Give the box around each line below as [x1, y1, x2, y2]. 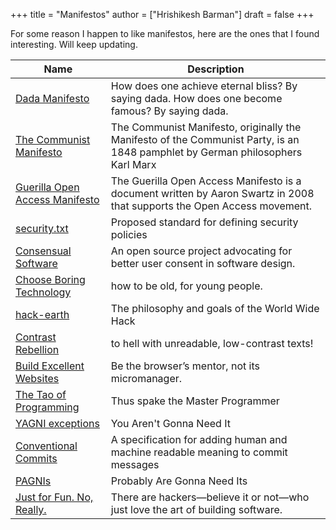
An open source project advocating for [110, 244, 293, 258]
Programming [15, 400, 80, 414]
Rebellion [15, 343, 60, 356]
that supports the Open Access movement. [110, 199, 313, 213]
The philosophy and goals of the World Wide [110, 302, 320, 315]
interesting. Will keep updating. [10, 39, 138, 50]
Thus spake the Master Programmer [110, 394, 280, 408]
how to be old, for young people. [110, 279, 263, 293]
